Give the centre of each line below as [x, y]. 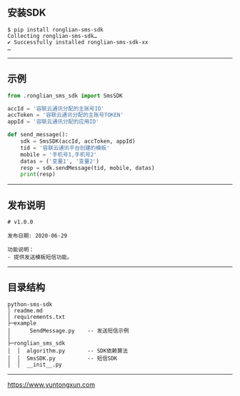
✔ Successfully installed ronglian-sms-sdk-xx [78, 42]
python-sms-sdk [30, 304]
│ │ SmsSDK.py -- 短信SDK [62, 358]
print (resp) [38, 174]
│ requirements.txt [36, 317]
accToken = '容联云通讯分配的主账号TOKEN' [65, 115]
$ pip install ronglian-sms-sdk [55, 30]
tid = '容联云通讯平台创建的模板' [65, 148]
